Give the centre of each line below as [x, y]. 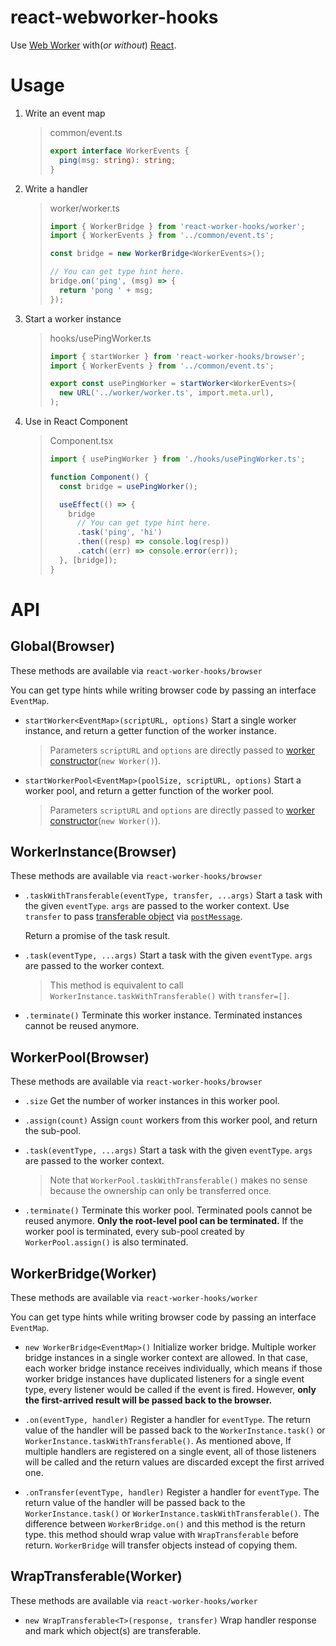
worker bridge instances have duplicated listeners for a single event [164, 1379]
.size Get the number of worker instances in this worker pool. [152, 1101]
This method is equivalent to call [116, 985]
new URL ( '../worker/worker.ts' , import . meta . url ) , [166, 393]
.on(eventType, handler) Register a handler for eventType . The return [168, 1420]
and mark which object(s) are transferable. [113, 1630]
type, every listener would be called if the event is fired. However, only [170, 1390]
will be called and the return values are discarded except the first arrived [174, 1462]
